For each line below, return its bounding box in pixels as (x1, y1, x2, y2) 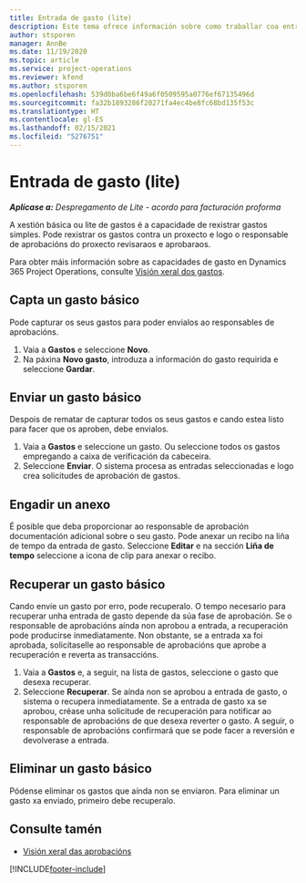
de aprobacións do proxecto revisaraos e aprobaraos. (9, 238, 211, 249)
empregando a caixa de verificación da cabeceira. (22, 451, 211, 462)
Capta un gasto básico (9, 293, 139, 308)
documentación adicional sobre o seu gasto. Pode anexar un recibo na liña (9, 531, 290, 542)
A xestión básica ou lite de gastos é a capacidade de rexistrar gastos (9, 219, 268, 230)
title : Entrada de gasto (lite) (9, 13, 132, 23)
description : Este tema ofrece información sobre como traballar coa (9, 22, 280, 31)
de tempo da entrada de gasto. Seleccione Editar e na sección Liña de (9, 540, 275, 552)
